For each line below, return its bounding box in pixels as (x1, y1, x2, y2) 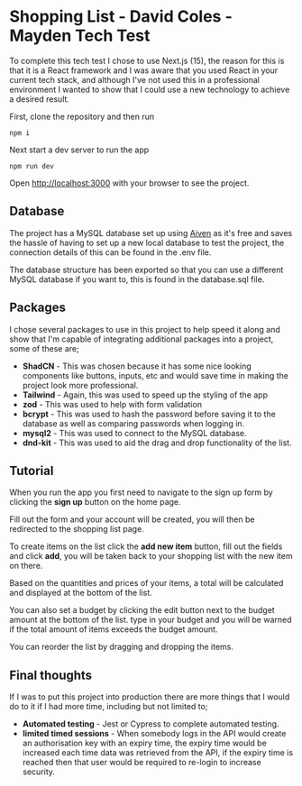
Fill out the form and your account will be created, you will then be (9, 514, 255, 525)
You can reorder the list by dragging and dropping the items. (9, 642, 234, 653)
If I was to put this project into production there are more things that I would (9, 691, 290, 702)
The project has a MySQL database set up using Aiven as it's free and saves (9, 227, 293, 238)
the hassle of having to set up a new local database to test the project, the (9, 237, 285, 248)
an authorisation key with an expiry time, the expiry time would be (22, 737, 268, 749)
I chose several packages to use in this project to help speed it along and (9, 324, 281, 334)
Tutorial (9, 462, 54, 479)
